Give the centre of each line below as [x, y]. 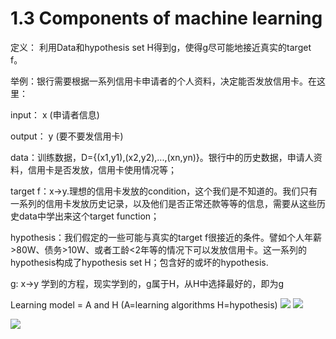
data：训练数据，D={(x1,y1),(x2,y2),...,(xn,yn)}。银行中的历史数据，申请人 [162, 157]
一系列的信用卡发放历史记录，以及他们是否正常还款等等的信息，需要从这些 [163, 203]
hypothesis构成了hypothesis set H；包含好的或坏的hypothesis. [139, 262]
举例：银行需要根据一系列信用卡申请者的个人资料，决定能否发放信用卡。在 [163, 81]
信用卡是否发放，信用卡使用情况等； [102, 169]
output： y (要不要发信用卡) [67, 136]
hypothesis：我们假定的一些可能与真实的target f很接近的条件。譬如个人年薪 [166, 237]
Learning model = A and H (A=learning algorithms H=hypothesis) [144, 304]
